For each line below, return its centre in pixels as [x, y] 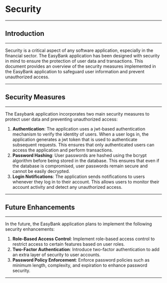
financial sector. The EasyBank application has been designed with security [83, 55]
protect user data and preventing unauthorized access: [61, 119]
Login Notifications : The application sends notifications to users [79, 176]
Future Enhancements [40, 207]
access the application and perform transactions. [63, 150]
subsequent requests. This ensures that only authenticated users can [83, 144]
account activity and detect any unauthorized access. [67, 187]
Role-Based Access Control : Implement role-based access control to [83, 239]
